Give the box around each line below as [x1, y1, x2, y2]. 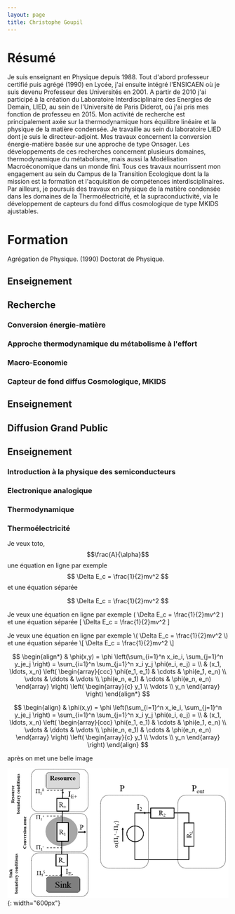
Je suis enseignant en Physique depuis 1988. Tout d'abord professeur [7, 73, 209, 81]
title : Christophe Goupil [7, 18, 83, 26]
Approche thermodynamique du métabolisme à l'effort [7, 339, 198, 349]
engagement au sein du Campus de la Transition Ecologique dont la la [7, 170, 209, 178]
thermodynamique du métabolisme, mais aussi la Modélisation [7, 155, 188, 163]
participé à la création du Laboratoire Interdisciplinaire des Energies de [7, 95, 212, 104]
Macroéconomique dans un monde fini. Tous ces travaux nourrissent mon [7, 162, 221, 171]
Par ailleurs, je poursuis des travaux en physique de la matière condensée [7, 184, 221, 193]
